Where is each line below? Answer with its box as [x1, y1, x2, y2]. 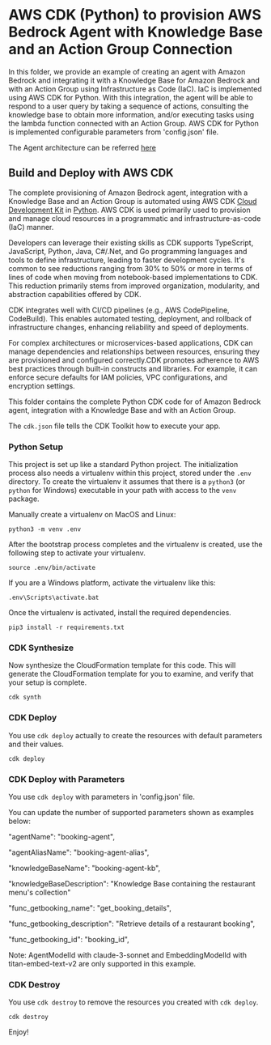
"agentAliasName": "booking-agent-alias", [8, 847, 150, 857]
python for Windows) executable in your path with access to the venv [8, 486, 237, 495]
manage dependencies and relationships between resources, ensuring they [8, 346, 260, 356]
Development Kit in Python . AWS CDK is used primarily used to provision [8, 205, 251, 215]
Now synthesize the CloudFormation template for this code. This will [8, 661, 236, 670]
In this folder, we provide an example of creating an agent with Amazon [8, 66, 246, 76]
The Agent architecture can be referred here [8, 142, 156, 152]
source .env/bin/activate [8, 564, 95, 572]
